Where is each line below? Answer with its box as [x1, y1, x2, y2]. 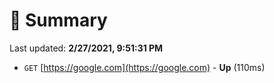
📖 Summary [9, 9, 108, 32]
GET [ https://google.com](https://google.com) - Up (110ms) [23, 61, 266, 73]
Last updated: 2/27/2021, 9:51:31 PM [9, 42, 164, 54]
